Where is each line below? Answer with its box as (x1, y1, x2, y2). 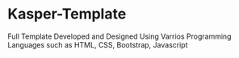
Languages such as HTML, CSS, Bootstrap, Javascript (7, 39, 188, 49)
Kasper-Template (7, 5, 127, 23)
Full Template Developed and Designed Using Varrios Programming (7, 31, 232, 41)
